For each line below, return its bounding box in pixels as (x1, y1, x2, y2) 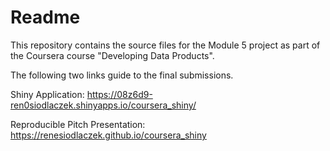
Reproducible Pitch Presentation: (10, 118, 146, 130)
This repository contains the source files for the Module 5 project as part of (10, 39, 321, 51)
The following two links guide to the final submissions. (10, 69, 234, 81)
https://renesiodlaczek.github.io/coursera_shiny (10, 129, 207, 141)
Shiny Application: (10, 88, 85, 100)
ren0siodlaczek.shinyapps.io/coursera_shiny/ (10, 99, 197, 111)
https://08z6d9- (86, 88, 153, 100)
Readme (10, 6, 81, 29)
